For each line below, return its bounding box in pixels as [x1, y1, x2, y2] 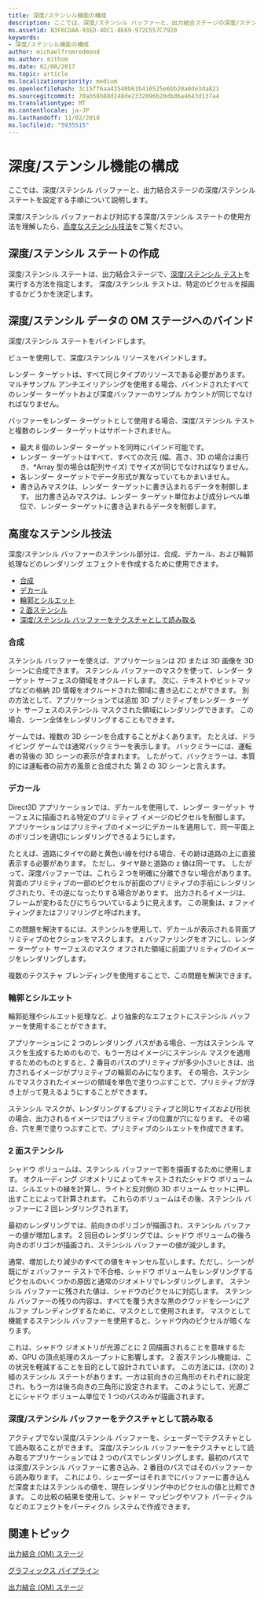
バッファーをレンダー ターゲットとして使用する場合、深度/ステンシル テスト [8, 416, 255, 426]
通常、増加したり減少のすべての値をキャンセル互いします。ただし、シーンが [8, 1257, 255, 1267]
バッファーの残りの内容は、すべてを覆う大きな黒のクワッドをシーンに [16, 1296, 244, 1306]
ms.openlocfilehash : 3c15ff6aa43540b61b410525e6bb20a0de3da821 [8, 84, 220, 93]
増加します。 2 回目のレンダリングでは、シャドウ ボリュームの [35, 1231, 238, 1240]
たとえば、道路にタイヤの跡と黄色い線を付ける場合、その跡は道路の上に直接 [8, 848, 256, 858]
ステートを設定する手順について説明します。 [8, 194, 152, 205]
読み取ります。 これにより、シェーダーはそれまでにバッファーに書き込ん [14, 1472, 250, 1482]
